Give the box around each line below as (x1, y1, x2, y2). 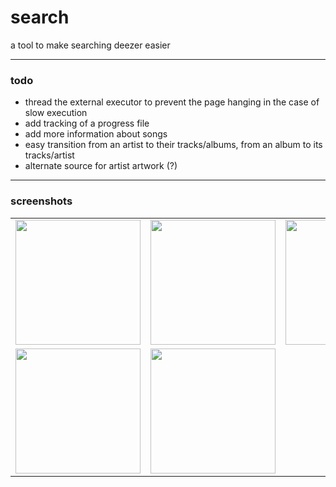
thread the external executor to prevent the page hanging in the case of (24, 96, 320, 108)
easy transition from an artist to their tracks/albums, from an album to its (24, 139, 323, 151)
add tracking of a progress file (24, 117, 150, 130)
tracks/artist (24, 149, 75, 161)
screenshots (10, 194, 73, 208)
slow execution (24, 107, 88, 119)
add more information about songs (24, 128, 168, 140)
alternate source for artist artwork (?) (24, 160, 178, 172)
